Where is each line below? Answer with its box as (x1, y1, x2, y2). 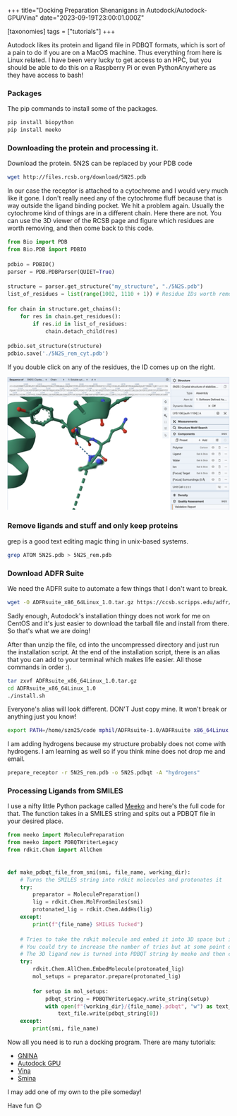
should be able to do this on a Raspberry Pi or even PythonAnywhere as (7, 64, 217, 71)
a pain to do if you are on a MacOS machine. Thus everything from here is (7, 49, 222, 56)
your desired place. (7, 817, 63, 825)
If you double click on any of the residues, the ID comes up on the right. (7, 363, 216, 371)
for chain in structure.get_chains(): (7, 306, 121, 313)
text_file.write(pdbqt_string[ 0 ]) (57, 1010, 159, 1017)
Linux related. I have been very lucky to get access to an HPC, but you (7, 56, 212, 64)
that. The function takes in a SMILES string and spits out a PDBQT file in (7, 810, 216, 818)
